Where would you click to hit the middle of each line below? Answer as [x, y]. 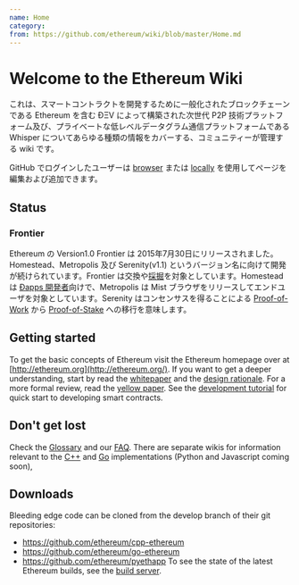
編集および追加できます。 [56, 179]
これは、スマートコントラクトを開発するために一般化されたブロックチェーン [149, 104]
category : [28, 26]
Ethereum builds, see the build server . [92, 571]
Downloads [42, 494]
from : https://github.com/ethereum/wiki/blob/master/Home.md [125, 34]
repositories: [33, 525]
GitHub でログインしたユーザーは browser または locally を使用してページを [148, 168]
